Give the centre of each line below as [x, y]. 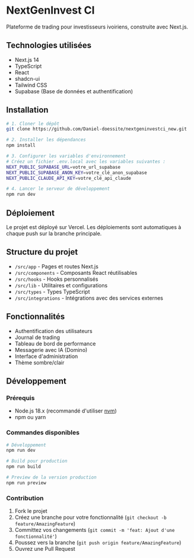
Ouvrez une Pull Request [45, 549]
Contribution [25, 498]
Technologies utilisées [49, 45]
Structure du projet [42, 252]
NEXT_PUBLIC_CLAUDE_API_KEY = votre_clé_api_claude [69, 178]
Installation [27, 110]
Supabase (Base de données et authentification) [74, 91]
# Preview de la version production [51, 478]
